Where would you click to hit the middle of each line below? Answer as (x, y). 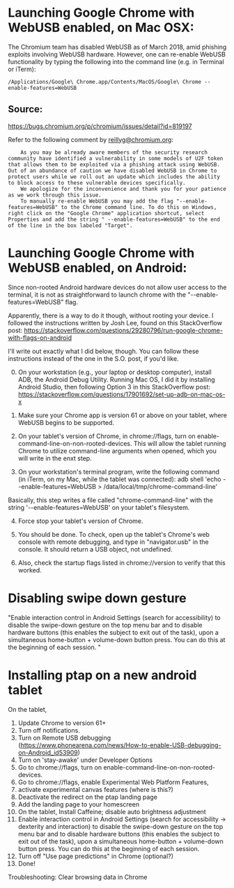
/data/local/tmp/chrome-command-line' (161, 486)
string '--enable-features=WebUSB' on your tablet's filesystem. (99, 507)
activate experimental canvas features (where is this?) (95, 789)
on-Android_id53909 (48, 752)
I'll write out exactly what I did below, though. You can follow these (103, 351)
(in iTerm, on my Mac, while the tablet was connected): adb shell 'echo (119, 479)
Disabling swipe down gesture (97, 598)
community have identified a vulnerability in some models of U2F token (116, 158)
